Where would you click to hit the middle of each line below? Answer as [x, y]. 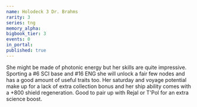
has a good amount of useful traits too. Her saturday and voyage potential [96, 80]
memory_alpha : [24, 28]
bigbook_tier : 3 [26, 34]
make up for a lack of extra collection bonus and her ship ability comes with [99, 86]
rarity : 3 [18, 17]
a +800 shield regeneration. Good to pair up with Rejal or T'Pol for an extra [97, 92]
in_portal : [20, 45]
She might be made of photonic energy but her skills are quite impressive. [96, 67]
